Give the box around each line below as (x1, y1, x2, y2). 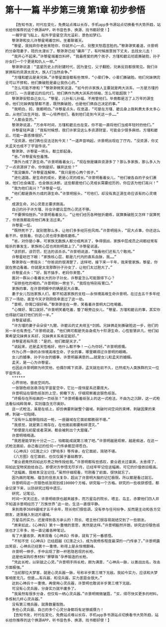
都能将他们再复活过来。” (23, 217, 65, 223)
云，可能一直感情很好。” (5, 133, 47, 138)
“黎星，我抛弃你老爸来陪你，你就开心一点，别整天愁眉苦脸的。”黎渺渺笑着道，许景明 (11, 43, 159, 48)
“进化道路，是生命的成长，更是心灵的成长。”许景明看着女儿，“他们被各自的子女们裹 (11, 175, 157, 180)
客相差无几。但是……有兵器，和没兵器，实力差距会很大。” (5, 575, 103, 580)
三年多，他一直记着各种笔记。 (16, 528, 68, 533)
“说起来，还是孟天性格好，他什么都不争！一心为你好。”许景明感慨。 (11, 344, 129, 349)
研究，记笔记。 (11, 491, 38, 496)
